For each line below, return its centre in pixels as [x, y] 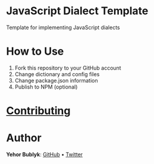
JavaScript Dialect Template [77, 11]
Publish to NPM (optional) [46, 87]
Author [24, 138]
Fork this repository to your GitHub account [68, 68]
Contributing [38, 111]
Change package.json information [56, 80]
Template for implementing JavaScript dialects [63, 27]
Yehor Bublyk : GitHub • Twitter [45, 154]
